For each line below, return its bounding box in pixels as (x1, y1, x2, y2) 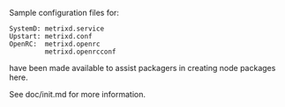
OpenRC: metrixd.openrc (9, 39, 101, 48)
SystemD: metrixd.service (9, 25, 104, 33)
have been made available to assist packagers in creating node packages (9, 63, 276, 73)
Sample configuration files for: (9, 8, 119, 18)
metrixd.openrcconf (44, 47, 116, 56)
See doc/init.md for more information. (9, 89, 146, 99)
